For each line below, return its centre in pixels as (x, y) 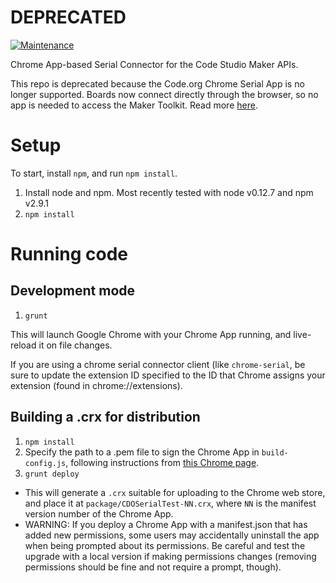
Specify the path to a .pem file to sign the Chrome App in (142, 452)
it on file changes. (75, 345)
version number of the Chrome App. (99, 513)
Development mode (73, 291)
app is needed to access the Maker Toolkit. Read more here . (134, 105)
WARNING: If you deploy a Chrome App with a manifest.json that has (166, 524)
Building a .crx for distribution (105, 417)
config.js (45, 463)
